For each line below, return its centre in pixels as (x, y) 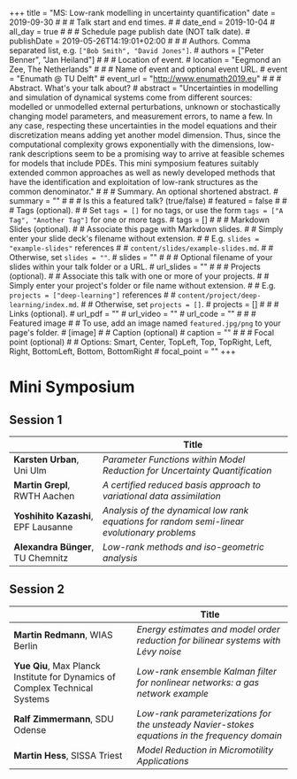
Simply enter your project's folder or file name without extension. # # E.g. (143, 285)
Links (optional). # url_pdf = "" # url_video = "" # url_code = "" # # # (133, 314)
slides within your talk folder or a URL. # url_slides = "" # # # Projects (135, 266)
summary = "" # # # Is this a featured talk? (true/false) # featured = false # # (148, 201)
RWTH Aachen (44, 496)
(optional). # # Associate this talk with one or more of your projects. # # (139, 276)
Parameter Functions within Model (174, 459)
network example (173, 693)
